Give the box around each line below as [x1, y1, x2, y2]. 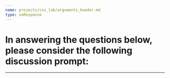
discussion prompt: [5, 55, 89, 67]
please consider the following [5, 45, 133, 56]
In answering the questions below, [5, 34, 153, 46]
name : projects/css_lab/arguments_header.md [5, 7, 101, 13]
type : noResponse [5, 12, 42, 17]
